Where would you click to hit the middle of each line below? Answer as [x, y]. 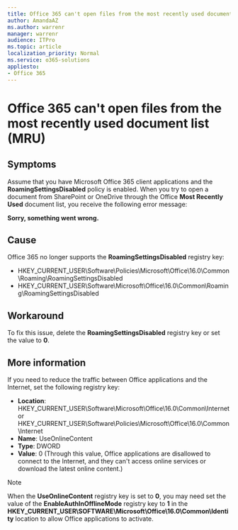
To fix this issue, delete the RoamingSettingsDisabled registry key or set [114, 333]
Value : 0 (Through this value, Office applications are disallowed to [114, 453]
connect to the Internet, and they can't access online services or [112, 461]
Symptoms [32, 165]
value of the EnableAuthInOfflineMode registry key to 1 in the [98, 503]
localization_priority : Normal [53, 54]
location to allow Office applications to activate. [84, 519]
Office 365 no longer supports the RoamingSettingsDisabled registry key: [116, 257]
